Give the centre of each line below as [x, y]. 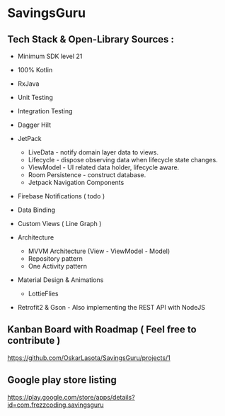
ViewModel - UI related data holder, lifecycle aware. [104, 167]
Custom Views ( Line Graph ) [59, 224]
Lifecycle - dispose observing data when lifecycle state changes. [123, 160]
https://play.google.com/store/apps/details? [71, 397]
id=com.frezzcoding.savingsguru [56, 405]
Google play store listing [62, 380]
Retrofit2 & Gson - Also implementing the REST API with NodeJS [111, 307]
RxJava [28, 84]
